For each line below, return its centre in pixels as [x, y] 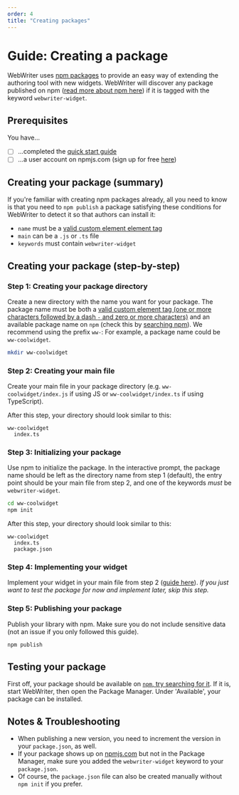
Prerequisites [38, 121]
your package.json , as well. [57, 746]
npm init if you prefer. [50, 784]
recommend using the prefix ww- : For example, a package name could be [114, 332]
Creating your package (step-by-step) [94, 266]
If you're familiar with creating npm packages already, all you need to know [117, 199]
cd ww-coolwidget [33, 504]
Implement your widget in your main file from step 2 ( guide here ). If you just [118, 583]
